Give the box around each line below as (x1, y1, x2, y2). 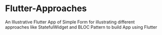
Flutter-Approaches (5, 3, 87, 14)
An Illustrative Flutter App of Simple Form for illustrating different (5, 19, 135, 25)
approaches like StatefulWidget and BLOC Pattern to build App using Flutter (5, 24, 158, 30)
